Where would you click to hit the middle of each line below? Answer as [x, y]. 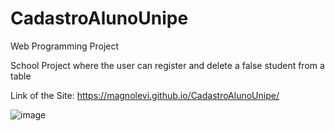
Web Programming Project [65, 46]
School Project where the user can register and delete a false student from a [167, 65]
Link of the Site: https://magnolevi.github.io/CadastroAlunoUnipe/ [145, 95]
